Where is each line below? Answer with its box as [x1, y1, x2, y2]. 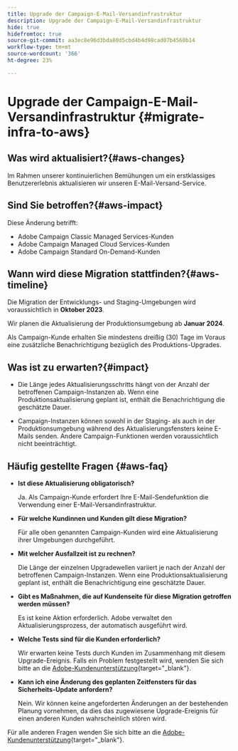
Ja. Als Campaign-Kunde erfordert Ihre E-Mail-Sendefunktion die [17, 493, 209, 501]
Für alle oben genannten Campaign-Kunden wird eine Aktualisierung [17, 528, 218, 537]
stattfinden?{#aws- [130, 268, 220, 280]
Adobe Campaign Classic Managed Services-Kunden [17, 232, 174, 241]
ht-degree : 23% [7, 57, 53, 64]
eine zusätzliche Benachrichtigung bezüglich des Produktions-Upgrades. [7, 341, 222, 349]
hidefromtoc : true [7, 30, 62, 38]
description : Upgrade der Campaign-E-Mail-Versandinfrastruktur [7, 17, 202, 24]
